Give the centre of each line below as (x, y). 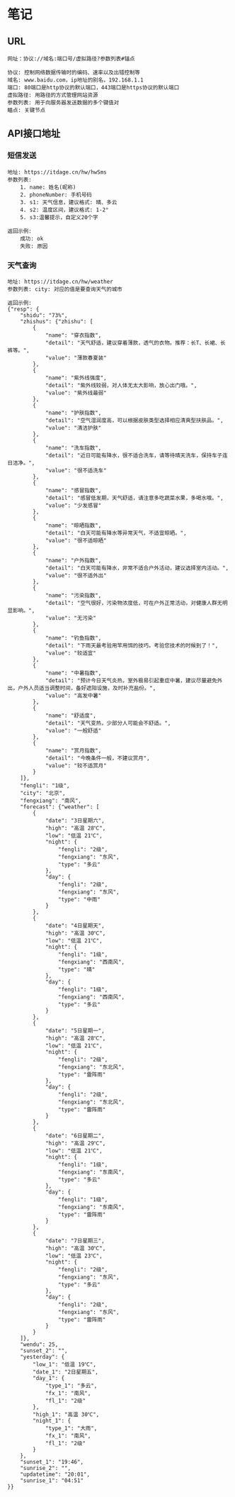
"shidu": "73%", (44, 315)
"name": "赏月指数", (73, 750)
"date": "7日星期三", (75, 1241)
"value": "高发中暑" (73, 696)
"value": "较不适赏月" (76, 766)
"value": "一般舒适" (73, 730)
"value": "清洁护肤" (73, 428)
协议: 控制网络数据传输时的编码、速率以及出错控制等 (74, 72)
